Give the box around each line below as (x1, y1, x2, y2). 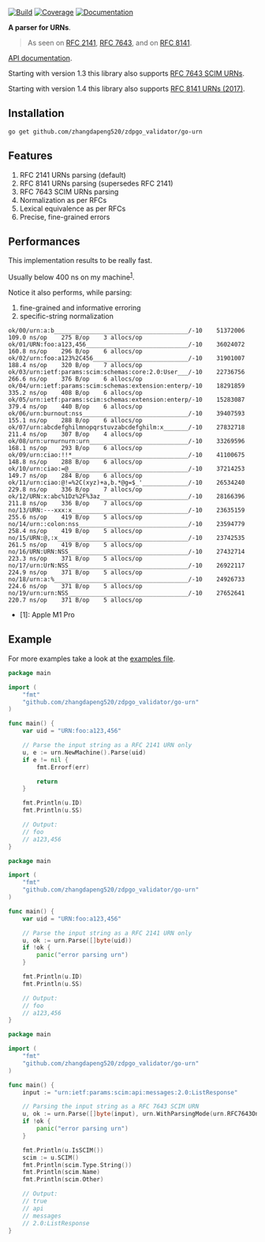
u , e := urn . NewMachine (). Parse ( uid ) (22, 749, 147, 756)
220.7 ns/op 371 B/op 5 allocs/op (8, 596, 144, 604)
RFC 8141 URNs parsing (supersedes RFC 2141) (19, 178, 174, 188)
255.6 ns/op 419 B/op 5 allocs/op (8, 513, 144, 521)
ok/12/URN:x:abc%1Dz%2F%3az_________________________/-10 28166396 (8, 493, 245, 501)
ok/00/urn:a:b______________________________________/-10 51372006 (8, 327, 245, 335)
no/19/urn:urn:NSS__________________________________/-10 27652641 (8, 589, 245, 598)
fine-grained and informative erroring (19, 303, 141, 313)
